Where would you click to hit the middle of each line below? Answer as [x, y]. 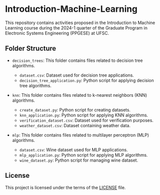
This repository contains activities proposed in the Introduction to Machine [80, 23]
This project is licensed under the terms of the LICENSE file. [66, 187]
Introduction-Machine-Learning [71, 9]
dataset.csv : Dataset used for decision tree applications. [77, 75]
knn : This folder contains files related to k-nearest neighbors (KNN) [80, 95]
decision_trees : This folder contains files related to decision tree [77, 60]
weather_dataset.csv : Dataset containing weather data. [75, 125]
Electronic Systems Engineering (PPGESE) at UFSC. [57, 33]
